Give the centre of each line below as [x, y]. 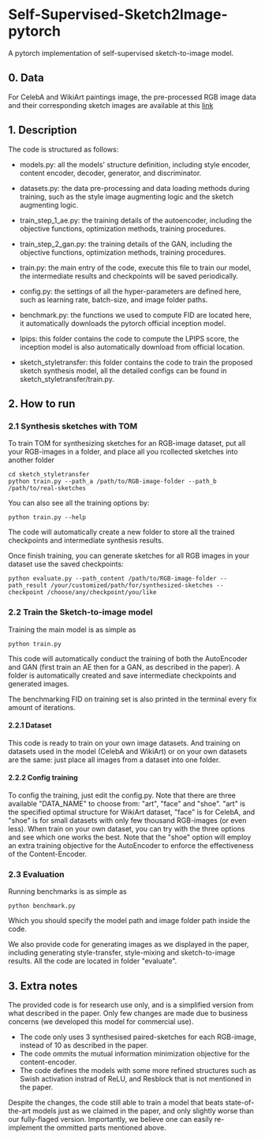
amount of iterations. [42, 707]
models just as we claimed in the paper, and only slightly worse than [144, 1111]
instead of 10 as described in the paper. [84, 1045]
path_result [28, 585]
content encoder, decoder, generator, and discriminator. [110, 173]
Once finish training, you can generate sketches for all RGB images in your [129, 556]
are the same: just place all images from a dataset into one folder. [114, 760]
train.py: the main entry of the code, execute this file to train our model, [135, 267]
